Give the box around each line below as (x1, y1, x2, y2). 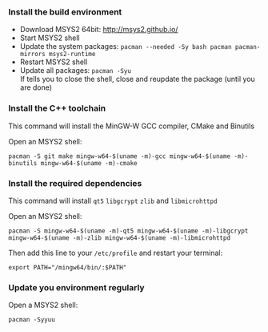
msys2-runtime (49, 51, 96, 59)
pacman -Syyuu (8, 316, 56, 324)
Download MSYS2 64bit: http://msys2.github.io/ (19, 25, 178, 34)
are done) (19, 83, 53, 92)
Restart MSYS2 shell (19, 57, 88, 67)
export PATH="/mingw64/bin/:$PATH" (8, 263, 127, 271)
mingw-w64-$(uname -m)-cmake (40, 159, 138, 167)
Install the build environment (8, 6, 122, 18)
